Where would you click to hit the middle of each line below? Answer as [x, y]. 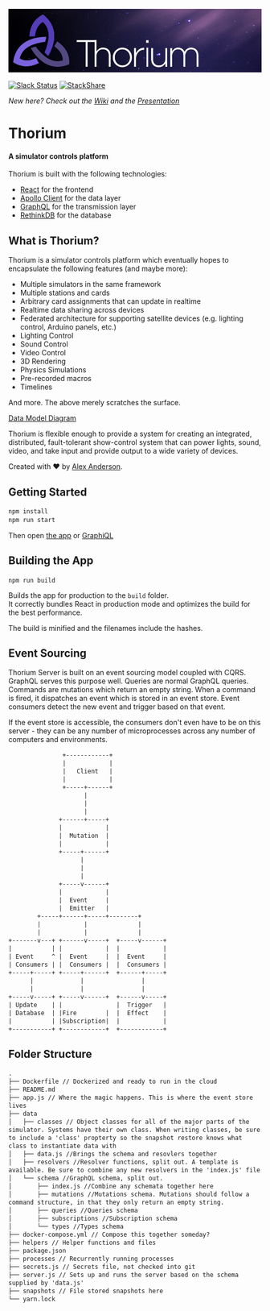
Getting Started [48, 492]
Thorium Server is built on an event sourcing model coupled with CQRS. [127, 673]
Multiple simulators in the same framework [90, 284]
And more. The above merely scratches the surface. [94, 403]
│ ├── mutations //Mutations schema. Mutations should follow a [129, 1195]
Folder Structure [50, 1054]
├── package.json [37, 1251]
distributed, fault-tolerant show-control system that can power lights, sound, [135, 442]
